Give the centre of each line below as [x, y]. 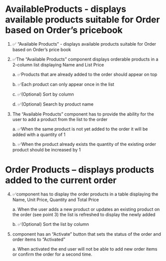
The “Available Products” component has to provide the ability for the [83, 114]
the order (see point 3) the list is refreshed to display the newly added [84, 214]
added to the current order [61, 180]
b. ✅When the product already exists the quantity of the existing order [84, 144]
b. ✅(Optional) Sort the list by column [51, 224]
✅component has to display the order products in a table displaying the [85, 194]
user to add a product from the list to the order [60, 119]
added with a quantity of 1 [39, 134]
